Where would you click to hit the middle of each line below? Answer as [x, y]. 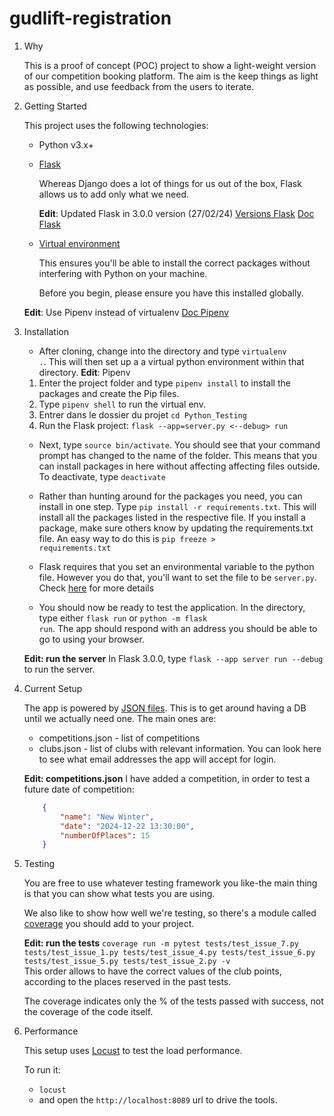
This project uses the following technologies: [116, 125]
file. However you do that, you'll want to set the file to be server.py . [177, 577]
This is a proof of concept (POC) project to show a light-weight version [170, 65]
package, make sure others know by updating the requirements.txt [176, 528]
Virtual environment [79, 243]
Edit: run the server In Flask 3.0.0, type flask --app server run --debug [173, 658]
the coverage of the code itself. [88, 1012]
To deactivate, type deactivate [102, 476]
